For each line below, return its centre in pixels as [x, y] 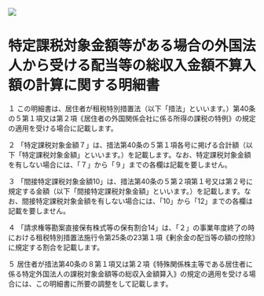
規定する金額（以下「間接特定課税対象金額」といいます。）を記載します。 [126, 191]
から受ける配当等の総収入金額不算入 [139, 66]
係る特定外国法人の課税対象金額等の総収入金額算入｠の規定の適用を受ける [128, 274]
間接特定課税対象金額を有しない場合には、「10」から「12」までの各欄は [137, 201]
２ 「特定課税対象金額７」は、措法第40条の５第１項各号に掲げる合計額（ [127, 145]
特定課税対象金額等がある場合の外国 [125, 46]
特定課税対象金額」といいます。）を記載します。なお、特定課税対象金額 [136, 154]
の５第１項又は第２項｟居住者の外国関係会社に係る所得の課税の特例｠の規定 [132, 118]
